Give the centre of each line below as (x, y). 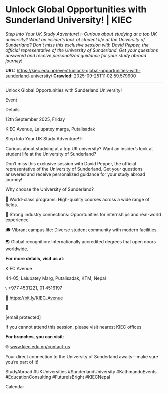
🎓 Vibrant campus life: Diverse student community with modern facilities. (82, 230)
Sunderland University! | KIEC (69, 20)
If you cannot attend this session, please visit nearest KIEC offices (74, 327)
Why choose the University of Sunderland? (50, 189)
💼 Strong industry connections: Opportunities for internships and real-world (83, 214)
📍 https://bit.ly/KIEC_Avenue (34, 298)
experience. (18, 220)
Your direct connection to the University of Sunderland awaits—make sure (82, 356)
